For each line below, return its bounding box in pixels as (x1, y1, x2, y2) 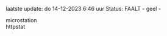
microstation (5, 17, 37, 23)
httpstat (5, 23, 26, 30)
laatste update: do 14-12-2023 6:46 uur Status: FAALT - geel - (5, 5, 162, 12)
